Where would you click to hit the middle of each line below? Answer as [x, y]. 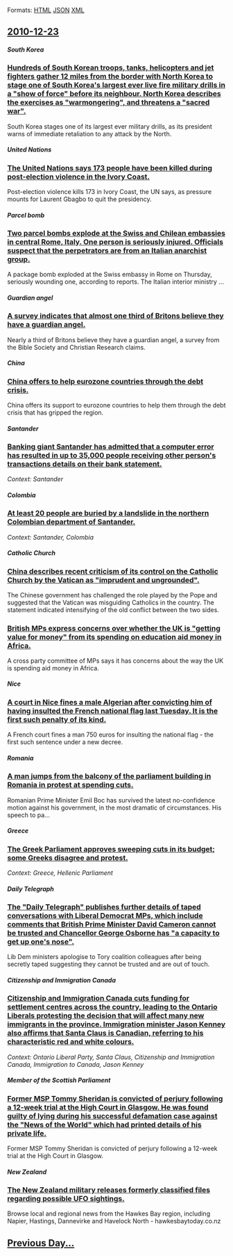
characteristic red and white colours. [71, 1042]
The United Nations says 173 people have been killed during [110, 168]
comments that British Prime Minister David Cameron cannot [112, 924]
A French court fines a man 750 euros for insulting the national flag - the [110, 735]
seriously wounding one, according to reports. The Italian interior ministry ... [115, 282]
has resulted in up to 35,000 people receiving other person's [112, 456]
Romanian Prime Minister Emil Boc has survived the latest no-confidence [111, 800]
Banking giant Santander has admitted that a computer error [111, 446]
